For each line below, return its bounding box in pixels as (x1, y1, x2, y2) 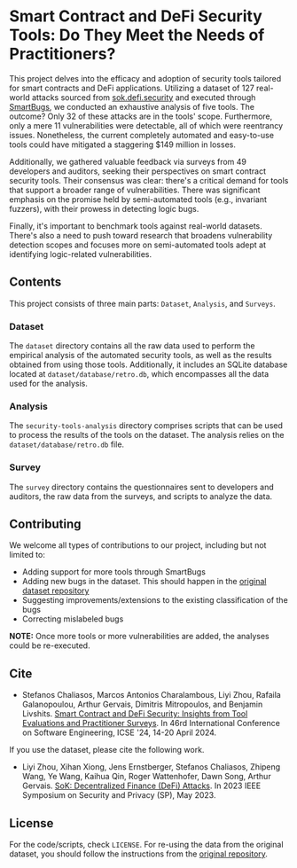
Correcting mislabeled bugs (21, 614, 124, 624)
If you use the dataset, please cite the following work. (9, 745, 205, 755)
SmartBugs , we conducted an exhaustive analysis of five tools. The (9, 101, 255, 112)
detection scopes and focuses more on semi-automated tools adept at (9, 239, 267, 250)
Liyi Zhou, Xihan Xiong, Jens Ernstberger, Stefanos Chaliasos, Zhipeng (21, 762, 281, 772)
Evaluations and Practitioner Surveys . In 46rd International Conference (21, 718, 281, 729)
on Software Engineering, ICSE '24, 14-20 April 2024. (21, 727, 217, 738)
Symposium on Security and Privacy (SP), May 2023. (21, 790, 216, 801)
